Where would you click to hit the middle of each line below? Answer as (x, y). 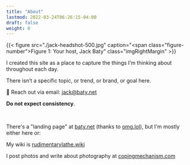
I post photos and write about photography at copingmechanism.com (91, 156)
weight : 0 (18, 28)
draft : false (22, 23)
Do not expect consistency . (41, 104)
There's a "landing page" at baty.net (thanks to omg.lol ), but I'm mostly (93, 127)
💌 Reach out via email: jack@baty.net (51, 92)
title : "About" (25, 12)
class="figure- (166, 45)
